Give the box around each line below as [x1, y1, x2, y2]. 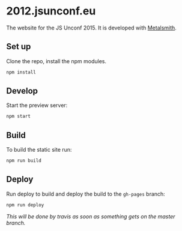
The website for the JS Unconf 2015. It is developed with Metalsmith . [6, 24, 177, 31]
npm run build [6, 158, 42, 164]
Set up [6, 42, 31, 52]
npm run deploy [6, 202, 44, 208]
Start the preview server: [6, 102, 68, 109]
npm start [6, 113, 31, 120]
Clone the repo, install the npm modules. [6, 57, 107, 64]
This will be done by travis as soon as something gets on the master [6, 212, 175, 220]
